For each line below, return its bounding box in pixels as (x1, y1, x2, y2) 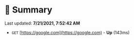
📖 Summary (4, 4, 52, 15)
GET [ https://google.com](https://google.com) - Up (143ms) (11, 29, 130, 35)
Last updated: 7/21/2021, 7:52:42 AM (4, 20, 81, 26)
